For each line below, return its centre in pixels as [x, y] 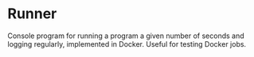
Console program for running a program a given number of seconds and [126, 36]
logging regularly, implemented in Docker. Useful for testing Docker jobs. [127, 44]
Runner [32, 14]
